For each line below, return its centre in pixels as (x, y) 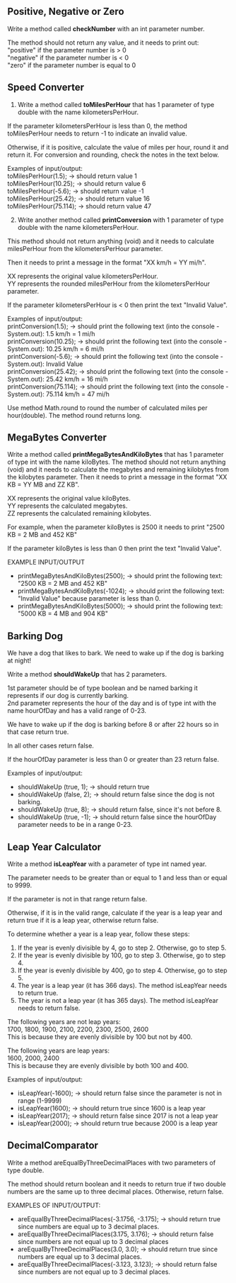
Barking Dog (35, 636)
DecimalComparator (53, 1146)
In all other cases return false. (51, 746)
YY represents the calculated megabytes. (67, 506)
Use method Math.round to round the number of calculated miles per (108, 408)
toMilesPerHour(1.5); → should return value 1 (72, 176)
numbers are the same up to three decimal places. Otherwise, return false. (116, 1192)
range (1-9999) (40, 1101)
